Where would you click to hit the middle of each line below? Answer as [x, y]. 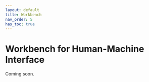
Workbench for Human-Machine [75, 49]
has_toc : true [20, 24]
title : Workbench [23, 15]
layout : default [22, 10]
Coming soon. [20, 74]
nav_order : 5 [19, 19]
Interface [25, 60]
